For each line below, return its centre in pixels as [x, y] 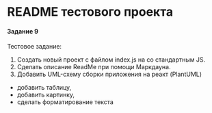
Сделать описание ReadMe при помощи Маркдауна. [94, 67]
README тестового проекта [90, 12]
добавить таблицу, [44, 88]
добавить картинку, [46, 95]
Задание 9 [23, 31]
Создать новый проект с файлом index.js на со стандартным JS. [111, 60]
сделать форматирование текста [65, 102]
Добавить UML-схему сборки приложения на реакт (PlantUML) [109, 74]
